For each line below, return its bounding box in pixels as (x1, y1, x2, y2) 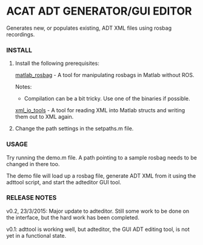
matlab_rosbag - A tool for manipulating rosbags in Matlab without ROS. (15, 72, 195, 79)
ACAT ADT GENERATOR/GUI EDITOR (6, 4, 192, 18)
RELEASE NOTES (6, 193, 57, 202)
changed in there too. (6, 160, 60, 167)
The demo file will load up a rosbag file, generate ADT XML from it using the (6, 172, 196, 180)
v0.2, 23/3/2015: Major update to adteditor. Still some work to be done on (6, 207, 190, 215)
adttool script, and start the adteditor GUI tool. (6, 178, 122, 186)
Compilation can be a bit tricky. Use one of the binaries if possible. (24, 95, 191, 102)
